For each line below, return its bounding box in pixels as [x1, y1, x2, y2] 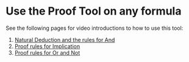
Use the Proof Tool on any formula [5, 4, 182, 18]
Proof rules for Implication [14, 43, 80, 50]
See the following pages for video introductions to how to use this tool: [5, 24, 184, 32]
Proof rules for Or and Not [14, 49, 80, 56]
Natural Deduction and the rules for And [14, 36, 115, 43]
